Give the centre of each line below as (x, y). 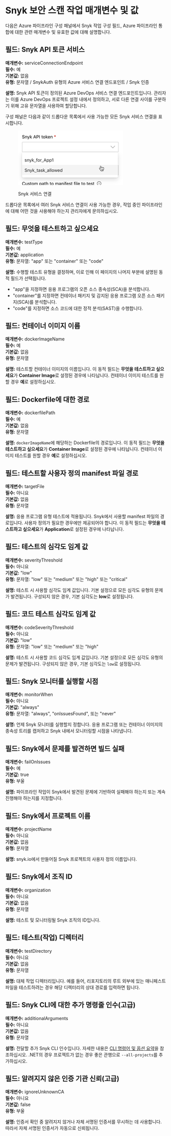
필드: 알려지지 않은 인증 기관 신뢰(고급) (62, 1079)
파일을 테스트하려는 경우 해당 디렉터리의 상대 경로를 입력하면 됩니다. (73, 987)
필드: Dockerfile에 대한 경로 (47, 400)
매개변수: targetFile (25, 486)
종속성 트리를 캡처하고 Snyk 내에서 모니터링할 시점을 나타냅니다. (69, 731)
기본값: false (18, 1105)
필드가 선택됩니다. (28, 278)
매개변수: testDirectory (29, 951)
